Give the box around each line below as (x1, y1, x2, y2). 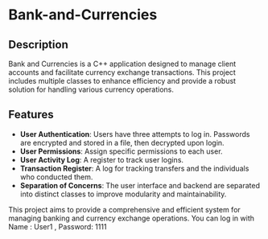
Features (8, 108, 54, 122)
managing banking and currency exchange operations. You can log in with (8, 213, 255, 223)
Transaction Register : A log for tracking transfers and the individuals (19, 163, 249, 173)
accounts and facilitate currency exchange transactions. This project (8, 68, 236, 77)
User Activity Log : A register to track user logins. (19, 155, 183, 164)
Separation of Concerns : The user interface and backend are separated (19, 180, 260, 190)
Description (8, 38, 68, 52)
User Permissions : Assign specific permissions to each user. (19, 146, 223, 156)
